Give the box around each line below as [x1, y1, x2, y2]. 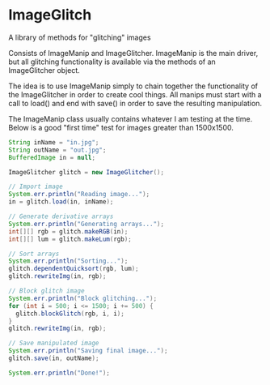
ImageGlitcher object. [8, 65, 81, 75]
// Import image [8, 182, 63, 191]
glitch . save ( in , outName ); [8, 354, 99, 362]
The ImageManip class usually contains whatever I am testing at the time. [8, 113, 253, 123]
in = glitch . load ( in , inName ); [8, 198, 114, 206]
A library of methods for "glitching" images [8, 32, 151, 42]
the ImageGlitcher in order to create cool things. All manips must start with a [8, 89, 262, 99]
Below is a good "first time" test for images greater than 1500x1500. [8, 122, 234, 132]
